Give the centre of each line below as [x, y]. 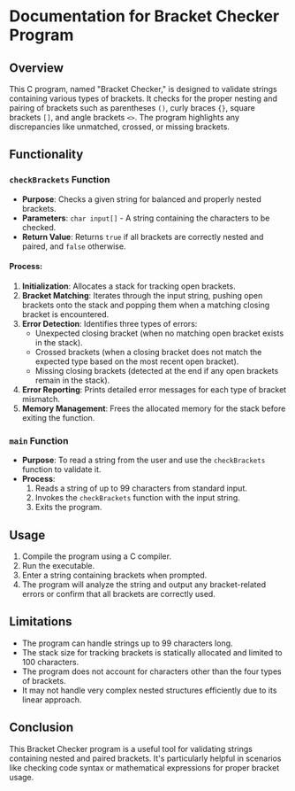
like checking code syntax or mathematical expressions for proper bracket [144, 767]
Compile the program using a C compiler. [97, 556]
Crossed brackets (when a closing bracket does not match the [148, 352]
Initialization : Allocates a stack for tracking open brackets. [129, 286]
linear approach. [52, 699]
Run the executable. [58, 566]
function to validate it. [61, 469]
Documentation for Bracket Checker [144, 16]
